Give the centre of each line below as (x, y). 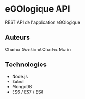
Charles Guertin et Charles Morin (38, 49)
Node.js (20, 76)
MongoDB (22, 86)
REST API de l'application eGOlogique (43, 22)
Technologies (26, 65)
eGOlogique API (37, 9)
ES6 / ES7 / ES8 (28, 92)
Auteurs (18, 38)
